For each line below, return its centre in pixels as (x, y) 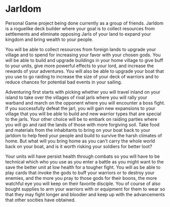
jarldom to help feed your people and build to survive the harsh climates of (84, 135)
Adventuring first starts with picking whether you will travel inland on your (83, 92)
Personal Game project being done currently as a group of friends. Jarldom (84, 23)
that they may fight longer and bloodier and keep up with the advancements (85, 194)
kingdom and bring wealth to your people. (49, 39)
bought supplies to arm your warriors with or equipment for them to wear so (85, 189)
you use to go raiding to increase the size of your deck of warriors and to (82, 76)
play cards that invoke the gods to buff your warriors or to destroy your (80, 173)
